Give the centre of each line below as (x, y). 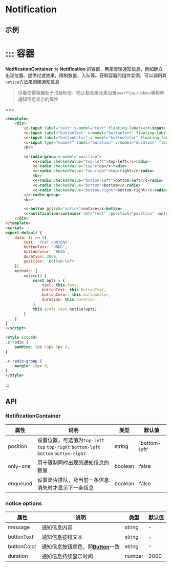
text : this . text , (60, 285)
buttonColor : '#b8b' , (47, 252)
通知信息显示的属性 (38, 99)
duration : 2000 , (41, 257)
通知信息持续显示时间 (67, 557)
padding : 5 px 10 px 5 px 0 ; (42, 347)
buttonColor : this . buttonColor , (76, 295)
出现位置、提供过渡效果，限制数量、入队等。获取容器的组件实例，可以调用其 (86, 75)
